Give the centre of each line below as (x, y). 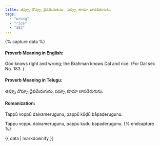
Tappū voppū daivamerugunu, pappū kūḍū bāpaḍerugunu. (64, 114)
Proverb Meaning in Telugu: (34, 80)
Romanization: (20, 104)
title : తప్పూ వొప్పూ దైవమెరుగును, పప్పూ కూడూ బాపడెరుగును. (59, 10)
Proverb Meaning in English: (34, 53)
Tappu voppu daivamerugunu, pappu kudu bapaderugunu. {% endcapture (80, 124)
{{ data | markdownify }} (30, 138)
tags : (10, 14)
